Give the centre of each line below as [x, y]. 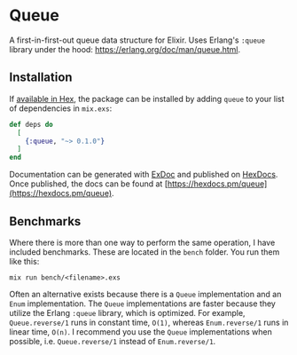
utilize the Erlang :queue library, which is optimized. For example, [127, 312]
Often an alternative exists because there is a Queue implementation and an [145, 294]
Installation [41, 78]
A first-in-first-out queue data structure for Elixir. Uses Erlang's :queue [137, 40]
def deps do [31, 124]
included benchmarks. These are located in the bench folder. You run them [145, 252]
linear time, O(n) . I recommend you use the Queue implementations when [141, 331]
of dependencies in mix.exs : [61, 108]
